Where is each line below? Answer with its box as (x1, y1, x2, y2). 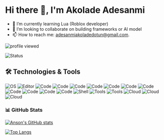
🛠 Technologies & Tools (5, 68, 81, 76)
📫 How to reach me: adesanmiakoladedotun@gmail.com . (12, 32, 130, 38)
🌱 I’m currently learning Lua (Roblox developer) (12, 21, 109, 27)
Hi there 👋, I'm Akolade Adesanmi (5, 4, 145, 16)
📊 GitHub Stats (5, 106, 43, 113)
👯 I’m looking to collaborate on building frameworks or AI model (12, 26, 142, 32)
